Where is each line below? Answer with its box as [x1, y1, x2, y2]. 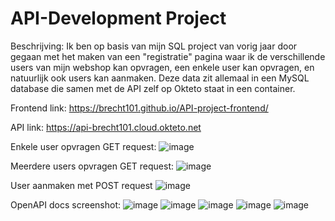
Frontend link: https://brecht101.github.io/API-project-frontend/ [10, 102, 269, 114]
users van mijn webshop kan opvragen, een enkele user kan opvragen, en [10, 61, 315, 73]
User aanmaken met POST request [10, 179, 153, 191]
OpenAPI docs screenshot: [10, 198, 121, 211]
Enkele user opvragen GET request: [10, 140, 157, 152]
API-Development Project [10, 7, 227, 30]
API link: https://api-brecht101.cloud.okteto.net [10, 121, 202, 133]
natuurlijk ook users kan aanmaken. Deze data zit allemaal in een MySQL [10, 72, 310, 84]
